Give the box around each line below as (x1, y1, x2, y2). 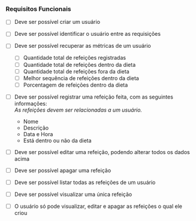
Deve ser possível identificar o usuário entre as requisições (14, 30, 161, 38)
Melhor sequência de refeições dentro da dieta (23, 74, 139, 82)
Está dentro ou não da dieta (23, 137, 92, 144)
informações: (14, 100, 47, 107)
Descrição (23, 124, 49, 131)
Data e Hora (23, 130, 53, 137)
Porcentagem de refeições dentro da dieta (23, 81, 128, 88)
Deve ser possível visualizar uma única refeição (14, 191, 132, 198)
